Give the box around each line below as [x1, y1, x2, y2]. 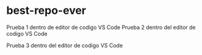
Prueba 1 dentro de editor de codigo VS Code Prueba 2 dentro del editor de [6, 24, 196, 31]
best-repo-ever [6, 4, 87, 18]
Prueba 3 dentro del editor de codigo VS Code [6, 42, 123, 49]
